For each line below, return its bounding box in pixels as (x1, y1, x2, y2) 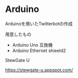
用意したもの (5, 31, 31, 37)
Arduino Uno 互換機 (12, 41, 53, 48)
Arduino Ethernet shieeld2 (12, 47, 66, 53)
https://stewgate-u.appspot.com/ (5, 66, 73, 73)
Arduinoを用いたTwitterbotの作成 (5, 20, 73, 26)
